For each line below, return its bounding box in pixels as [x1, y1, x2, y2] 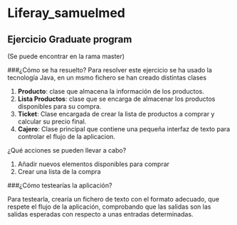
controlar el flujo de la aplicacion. [17, 133, 116, 141]
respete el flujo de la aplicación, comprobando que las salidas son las [7, 202, 211, 211]
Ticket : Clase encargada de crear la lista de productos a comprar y [17, 110, 215, 118]
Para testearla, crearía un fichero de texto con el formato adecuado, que [7, 195, 219, 203]
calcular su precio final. [17, 117, 87, 126]
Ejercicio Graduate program [7, 33, 132, 45]
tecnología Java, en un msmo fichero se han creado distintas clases [7, 73, 207, 82]
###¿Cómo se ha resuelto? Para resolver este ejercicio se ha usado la [7, 66, 212, 74]
